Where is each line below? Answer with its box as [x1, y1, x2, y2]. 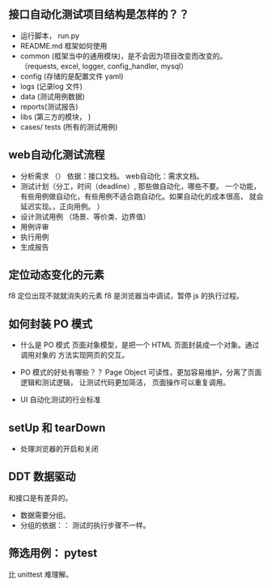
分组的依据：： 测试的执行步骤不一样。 [19, 520, 151, 529]
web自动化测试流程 [8, 148, 105, 162]
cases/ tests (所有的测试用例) [19, 122, 118, 131]
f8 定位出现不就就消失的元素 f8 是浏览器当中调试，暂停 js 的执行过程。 [8, 291, 244, 301]
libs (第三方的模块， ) [19, 112, 91, 122]
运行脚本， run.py [19, 31, 79, 41]
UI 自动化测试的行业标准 [19, 395, 101, 405]
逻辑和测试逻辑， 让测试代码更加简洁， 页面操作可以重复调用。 [19, 378, 231, 388]
